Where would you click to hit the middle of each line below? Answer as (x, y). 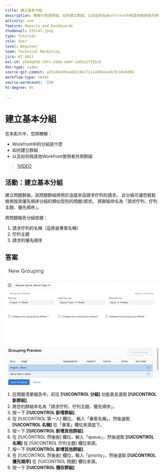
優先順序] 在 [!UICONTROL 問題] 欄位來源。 (56, 461)
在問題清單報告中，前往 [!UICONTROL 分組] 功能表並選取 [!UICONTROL (84, 394)
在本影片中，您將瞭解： (29, 133)
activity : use (20, 21)
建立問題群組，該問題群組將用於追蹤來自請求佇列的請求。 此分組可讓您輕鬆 (81, 195)
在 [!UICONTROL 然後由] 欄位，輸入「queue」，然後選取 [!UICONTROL (83, 437)
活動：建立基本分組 (34, 183)
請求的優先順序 (27, 240)
